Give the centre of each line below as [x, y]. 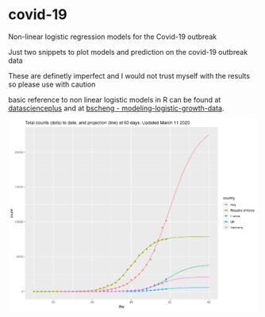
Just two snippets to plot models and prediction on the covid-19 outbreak [128, 52]
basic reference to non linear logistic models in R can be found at [115, 99]
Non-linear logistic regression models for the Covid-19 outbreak [112, 37]
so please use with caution [52, 84]
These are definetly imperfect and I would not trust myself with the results [129, 75]
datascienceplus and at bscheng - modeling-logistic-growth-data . [116, 108]
